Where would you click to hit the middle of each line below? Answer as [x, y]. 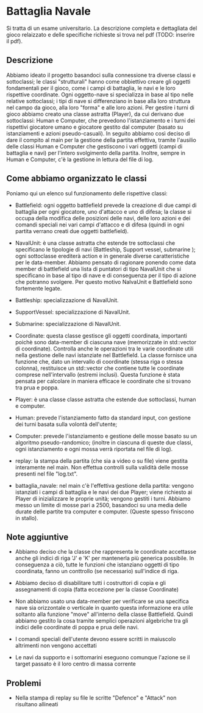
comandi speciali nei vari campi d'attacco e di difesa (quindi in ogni [100, 225]
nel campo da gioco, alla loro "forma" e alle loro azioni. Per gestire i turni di [101, 107]
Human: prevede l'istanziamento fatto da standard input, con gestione [103, 418]
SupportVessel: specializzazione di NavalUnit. [73, 312]
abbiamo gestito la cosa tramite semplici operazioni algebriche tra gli [101, 621]
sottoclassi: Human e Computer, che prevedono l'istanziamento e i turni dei [101, 120]
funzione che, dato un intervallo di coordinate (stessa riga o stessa [99, 361]
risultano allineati [37, 704]
